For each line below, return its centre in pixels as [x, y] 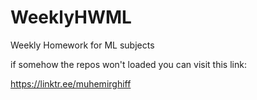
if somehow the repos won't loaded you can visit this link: [128, 64]
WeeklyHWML [71, 17]
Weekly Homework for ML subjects [82, 45]
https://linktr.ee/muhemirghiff [71, 83]
